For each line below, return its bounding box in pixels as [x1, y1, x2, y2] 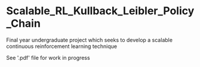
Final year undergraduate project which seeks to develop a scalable [6, 36, 173, 43]
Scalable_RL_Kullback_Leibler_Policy [6, 4, 195, 18]
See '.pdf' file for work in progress [6, 54, 91, 61]
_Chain [6, 17, 41, 30]
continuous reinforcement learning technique [6, 43, 118, 50]
